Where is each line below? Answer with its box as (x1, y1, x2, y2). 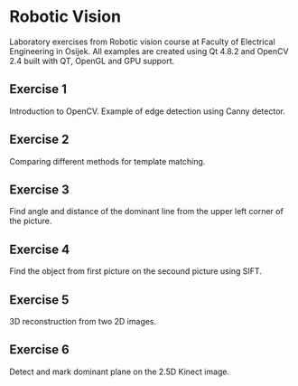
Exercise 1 (9, 81, 68, 97)
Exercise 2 (9, 132, 70, 147)
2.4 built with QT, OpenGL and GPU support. (9, 55, 175, 66)
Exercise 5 (9, 292, 70, 307)
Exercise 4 (9, 241, 70, 257)
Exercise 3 (9, 182, 70, 197)
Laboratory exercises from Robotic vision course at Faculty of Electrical (9, 36, 275, 47)
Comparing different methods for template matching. (9, 155, 206, 166)
